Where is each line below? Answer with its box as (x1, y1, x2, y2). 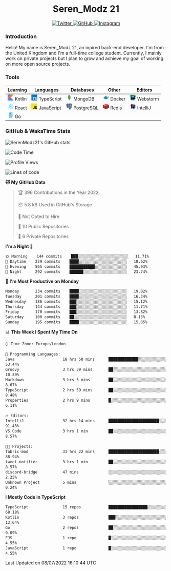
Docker (110, 96, 126, 102)
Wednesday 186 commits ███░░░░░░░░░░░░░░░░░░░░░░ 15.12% (5, 299, 147, 304)
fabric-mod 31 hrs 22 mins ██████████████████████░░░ (5, 449, 166, 454)
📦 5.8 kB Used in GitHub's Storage (17, 201, 92, 208)
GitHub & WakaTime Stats (5, 128, 71, 135)
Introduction (5, 33, 37, 40)
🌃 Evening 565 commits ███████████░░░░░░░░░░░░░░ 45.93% (5, 264, 147, 269)
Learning (7, 87, 27, 93)
